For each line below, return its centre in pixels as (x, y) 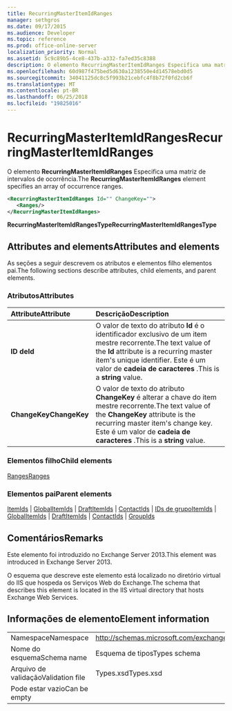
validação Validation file (48, 677)
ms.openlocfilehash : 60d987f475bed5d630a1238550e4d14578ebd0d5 (100, 71)
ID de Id (22, 351)
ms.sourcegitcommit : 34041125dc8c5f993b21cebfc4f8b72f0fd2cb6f (100, 78)
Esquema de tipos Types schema (148, 653)
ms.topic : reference (37, 39)
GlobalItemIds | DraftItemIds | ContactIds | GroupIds (81, 516)
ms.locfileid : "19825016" (44, 104)
